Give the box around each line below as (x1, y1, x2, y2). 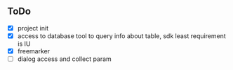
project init (17, 24, 49, 32)
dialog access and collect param (17, 55, 112, 63)
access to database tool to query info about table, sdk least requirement (17, 31, 226, 40)
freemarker (17, 46, 51, 55)
